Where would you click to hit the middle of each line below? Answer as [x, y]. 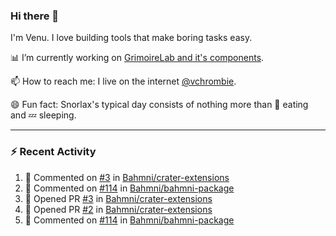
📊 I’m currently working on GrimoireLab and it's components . [137, 58]
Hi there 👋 [35, 16]
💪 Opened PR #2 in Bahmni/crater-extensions [118, 209]
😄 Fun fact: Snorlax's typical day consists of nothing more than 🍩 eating [159, 105]
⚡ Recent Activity [53, 152]
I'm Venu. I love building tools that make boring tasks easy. [131, 38]
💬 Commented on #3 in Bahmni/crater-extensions [127, 177]
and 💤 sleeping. [43, 115]
